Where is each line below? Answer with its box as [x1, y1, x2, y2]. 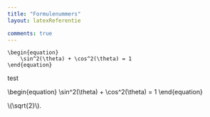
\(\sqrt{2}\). [7, 101, 41, 110]
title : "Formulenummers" [7, 10, 81, 18]
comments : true [7, 30, 53, 37]
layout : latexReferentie [7, 17, 81, 24]
